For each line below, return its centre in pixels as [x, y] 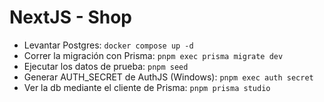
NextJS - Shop [70, 17]
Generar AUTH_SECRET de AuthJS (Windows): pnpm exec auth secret [168, 77]
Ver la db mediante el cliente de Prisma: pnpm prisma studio [147, 87]
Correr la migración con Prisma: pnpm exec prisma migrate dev [153, 55]
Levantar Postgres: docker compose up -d [108, 45]
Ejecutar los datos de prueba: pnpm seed [106, 66]
